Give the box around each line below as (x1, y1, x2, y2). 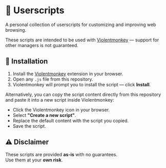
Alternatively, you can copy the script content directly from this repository (5, 91, 161, 98)
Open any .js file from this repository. (12, 76, 93, 82)
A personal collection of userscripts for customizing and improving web (5, 21, 156, 28)
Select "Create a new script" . (12, 112, 76, 118)
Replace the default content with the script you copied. (12, 117, 129, 124)
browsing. (5, 27, 27, 33)
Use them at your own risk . (5, 157, 63, 163)
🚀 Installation (5, 57, 48, 66)
